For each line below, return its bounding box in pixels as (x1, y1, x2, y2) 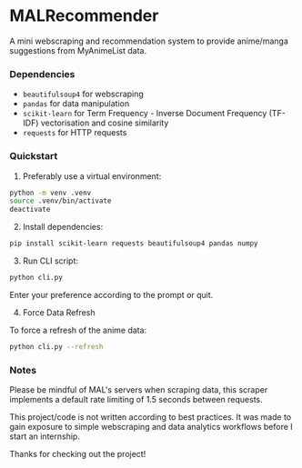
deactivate (9, 205, 51, 214)
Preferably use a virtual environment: (22, 170, 162, 182)
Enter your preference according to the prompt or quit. (9, 289, 214, 300)
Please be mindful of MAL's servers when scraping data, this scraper (9, 384, 268, 395)
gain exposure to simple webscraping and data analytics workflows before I (9, 422, 293, 433)
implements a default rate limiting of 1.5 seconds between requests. (9, 394, 263, 405)
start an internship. (9, 431, 80, 442)
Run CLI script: (22, 255, 79, 266)
